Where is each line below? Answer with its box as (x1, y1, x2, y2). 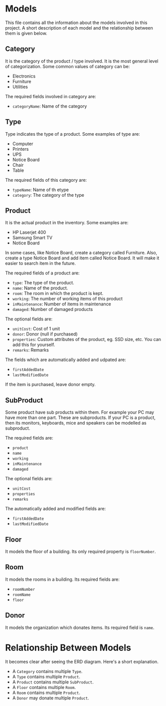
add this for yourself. (12, 341, 55, 348)
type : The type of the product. (12, 280, 75, 286)
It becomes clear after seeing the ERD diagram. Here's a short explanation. (5, 658, 159, 664)
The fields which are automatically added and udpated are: (5, 357, 126, 363)
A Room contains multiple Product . (12, 689, 81, 695)
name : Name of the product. (12, 285, 68, 291)
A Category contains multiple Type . (12, 668, 83, 674)
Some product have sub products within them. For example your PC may (5, 409, 155, 416)
